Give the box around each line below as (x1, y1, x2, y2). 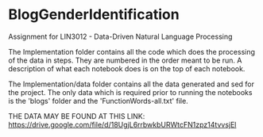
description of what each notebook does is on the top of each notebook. (8, 63, 246, 73)
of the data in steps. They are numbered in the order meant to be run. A (8, 55, 242, 65)
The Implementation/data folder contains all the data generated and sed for (8, 79, 254, 89)
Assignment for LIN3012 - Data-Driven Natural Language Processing (8, 32, 233, 41)
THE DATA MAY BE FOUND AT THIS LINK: (8, 111, 145, 120)
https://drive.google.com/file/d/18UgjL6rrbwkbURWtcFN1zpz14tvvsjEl (8, 120, 237, 129)
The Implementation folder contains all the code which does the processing (8, 47, 256, 56)
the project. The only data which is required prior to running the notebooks (8, 87, 253, 97)
